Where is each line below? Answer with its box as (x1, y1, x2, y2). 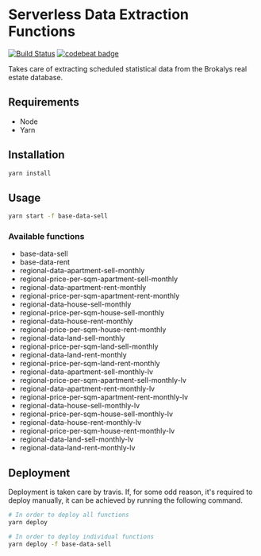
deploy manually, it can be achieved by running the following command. (8, 496, 244, 505)
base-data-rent (19, 257, 70, 267)
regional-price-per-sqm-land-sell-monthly (19, 342, 159, 351)
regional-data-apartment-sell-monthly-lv (19, 367, 153, 376)
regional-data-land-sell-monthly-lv (19, 434, 134, 444)
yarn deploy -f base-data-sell (8, 540, 112, 548)
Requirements (8, 95, 79, 109)
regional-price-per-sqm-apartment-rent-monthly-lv (19, 392, 189, 402)
